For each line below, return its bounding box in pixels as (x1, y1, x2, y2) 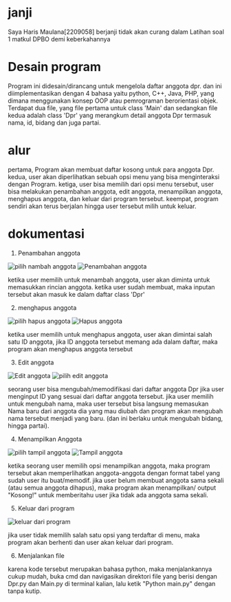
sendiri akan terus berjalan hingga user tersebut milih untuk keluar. (8, 202, 197, 210)
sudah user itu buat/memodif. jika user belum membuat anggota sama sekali (8, 476, 224, 484)
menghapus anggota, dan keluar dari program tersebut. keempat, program (8, 194, 219, 203)
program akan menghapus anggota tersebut (8, 344, 133, 353)
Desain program (8, 59, 102, 75)
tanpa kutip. (8, 587, 42, 595)
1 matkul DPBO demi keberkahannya (8, 34, 111, 43)
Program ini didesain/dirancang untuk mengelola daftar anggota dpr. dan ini (8, 81, 222, 90)
